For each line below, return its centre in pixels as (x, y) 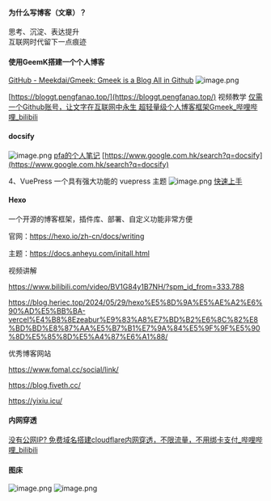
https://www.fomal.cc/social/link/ (64, 369)
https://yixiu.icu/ (36, 401)
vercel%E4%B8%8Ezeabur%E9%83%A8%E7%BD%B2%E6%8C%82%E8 (133, 319)
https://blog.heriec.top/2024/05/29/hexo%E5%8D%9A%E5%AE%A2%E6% (135, 302)
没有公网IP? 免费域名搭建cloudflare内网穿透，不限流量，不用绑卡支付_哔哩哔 (135, 440)
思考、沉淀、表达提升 (44, 32)
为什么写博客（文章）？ (47, 12)
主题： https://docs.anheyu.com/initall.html (79, 253)
